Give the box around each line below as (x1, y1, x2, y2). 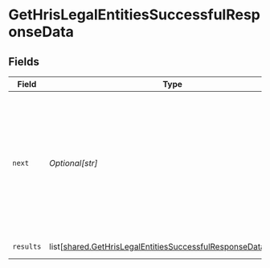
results (12, 242, 42, 251)
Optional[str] (49, 158, 98, 168)
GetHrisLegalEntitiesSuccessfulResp (8, 6, 261, 24)
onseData (8, 23, 75, 41)
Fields (8, 55, 40, 68)
